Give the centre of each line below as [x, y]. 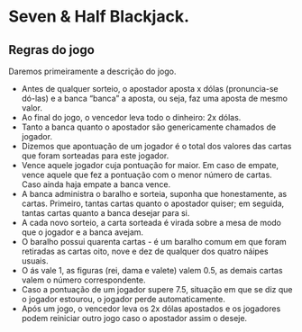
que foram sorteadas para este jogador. [95, 156]
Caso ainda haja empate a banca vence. [96, 184]
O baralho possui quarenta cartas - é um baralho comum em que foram [154, 242]
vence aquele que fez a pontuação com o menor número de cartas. [146, 175]
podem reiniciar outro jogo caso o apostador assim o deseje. [134, 318]
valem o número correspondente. [83, 280]
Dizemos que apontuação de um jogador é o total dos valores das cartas [156, 146]
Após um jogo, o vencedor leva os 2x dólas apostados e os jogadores [151, 309]
